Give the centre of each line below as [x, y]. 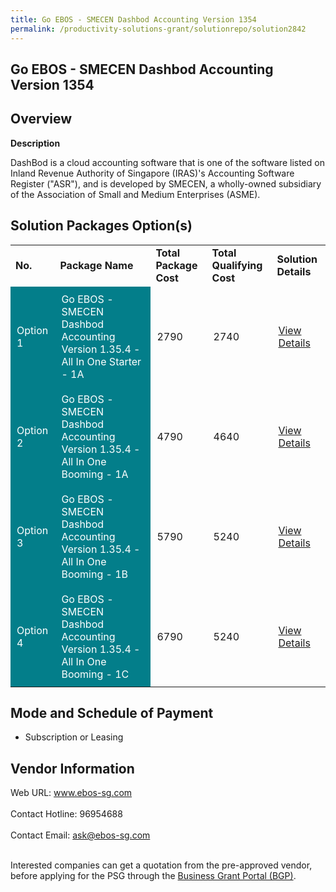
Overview [41, 119]
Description [35, 143]
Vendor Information [72, 768]
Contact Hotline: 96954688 [66, 814]
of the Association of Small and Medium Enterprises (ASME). [135, 194]
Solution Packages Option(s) [101, 226]
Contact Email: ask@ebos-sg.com [80, 835]
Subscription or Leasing [74, 737]
